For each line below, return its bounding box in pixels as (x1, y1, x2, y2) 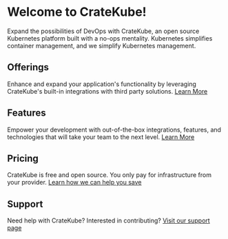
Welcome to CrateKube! (7, 4, 147, 20)
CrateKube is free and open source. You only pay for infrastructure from (7, 171, 212, 179)
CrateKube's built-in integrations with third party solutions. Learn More (7, 87, 208, 95)
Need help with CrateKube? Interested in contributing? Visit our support (7, 216, 210, 225)
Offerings (7, 61, 50, 73)
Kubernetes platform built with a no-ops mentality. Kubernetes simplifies (7, 34, 213, 42)
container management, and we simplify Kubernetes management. (7, 41, 196, 50)
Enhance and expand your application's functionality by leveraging (7, 80, 196, 88)
